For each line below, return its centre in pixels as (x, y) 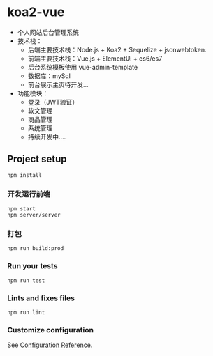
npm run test (26, 280)
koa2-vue (36, 12)
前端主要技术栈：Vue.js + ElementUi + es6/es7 (95, 58)
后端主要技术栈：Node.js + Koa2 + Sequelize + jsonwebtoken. (117, 49)
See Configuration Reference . (50, 345)
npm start (22, 209)
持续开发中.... (47, 137)
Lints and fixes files (41, 298)
